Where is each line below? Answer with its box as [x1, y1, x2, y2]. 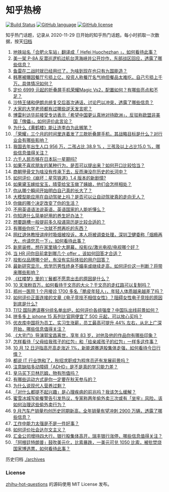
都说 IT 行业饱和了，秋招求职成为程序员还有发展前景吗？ [13, 357, 130, 363]
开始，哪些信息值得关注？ [13, 326, 66, 332]
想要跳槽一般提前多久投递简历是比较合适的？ [13, 219, 106, 225]
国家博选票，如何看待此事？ [13, 445, 71, 451]
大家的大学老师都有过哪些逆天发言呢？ [13, 105, 92, 111]
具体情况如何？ [22, 80, 53, 86]
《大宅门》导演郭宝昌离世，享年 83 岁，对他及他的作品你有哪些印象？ [13, 332, 157, 338]
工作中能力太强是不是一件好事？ [13, 420, 79, 426]
